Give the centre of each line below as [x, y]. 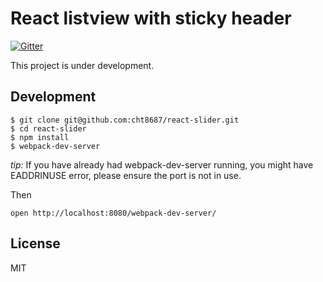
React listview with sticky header [151, 18]
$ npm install [40, 137]
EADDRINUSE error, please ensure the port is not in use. [126, 175]
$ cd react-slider [48, 128]
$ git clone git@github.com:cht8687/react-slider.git [125, 120]
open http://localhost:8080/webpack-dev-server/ [113, 213]
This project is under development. [82, 65]
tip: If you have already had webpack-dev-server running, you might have [162, 164]
